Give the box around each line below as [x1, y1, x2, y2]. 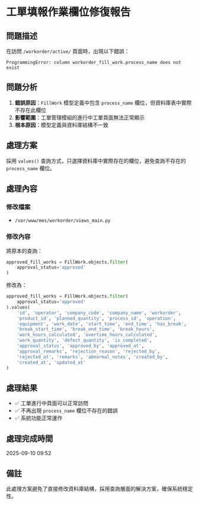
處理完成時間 [6, 433, 53, 443]
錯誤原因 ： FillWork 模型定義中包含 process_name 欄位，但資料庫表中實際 [14, 99, 192, 106]
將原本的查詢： [6, 247, 43, 254]
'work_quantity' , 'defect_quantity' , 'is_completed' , [17, 337, 152, 344]
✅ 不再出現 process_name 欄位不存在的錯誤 [14, 407, 118, 414]
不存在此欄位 [14, 106, 46, 113]
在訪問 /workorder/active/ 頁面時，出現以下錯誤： [6, 48, 130, 55]
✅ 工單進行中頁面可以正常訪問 [14, 399, 89, 407]
